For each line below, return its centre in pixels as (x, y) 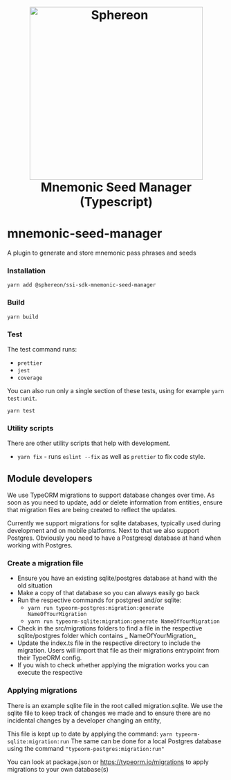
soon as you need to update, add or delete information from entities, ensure (115, 502)
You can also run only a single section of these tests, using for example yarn (116, 391)
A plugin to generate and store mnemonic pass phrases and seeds (102, 253)
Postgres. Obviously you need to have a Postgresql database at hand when (114, 538)
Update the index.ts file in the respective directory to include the (109, 643)
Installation (27, 271)
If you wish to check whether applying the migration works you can (113, 665)
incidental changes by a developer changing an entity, (84, 720)
